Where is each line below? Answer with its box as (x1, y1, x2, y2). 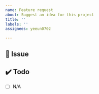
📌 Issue (5, 49, 29, 58)
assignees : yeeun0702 (5, 26, 51, 32)
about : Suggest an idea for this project (5, 12, 94, 17)
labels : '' (5, 21, 28, 27)
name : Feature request (5, 7, 53, 13)
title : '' (5, 17, 26, 22)
